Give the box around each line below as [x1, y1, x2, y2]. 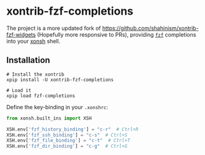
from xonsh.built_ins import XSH [6, 115, 92, 121]
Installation [6, 55, 50, 65]
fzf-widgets [6, 31, 36, 38]
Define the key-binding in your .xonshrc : [6, 103, 109, 110]
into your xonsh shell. [6, 37, 61, 45]
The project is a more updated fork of [6, 24, 101, 32]
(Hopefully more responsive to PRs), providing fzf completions [37, 31, 196, 38]
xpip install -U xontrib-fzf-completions [6, 76, 114, 83]
